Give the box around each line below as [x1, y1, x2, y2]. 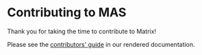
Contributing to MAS [7, 5, 127, 20]
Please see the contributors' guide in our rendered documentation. [7, 40, 195, 48]
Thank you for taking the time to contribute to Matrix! [7, 27, 156, 35]
